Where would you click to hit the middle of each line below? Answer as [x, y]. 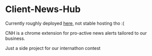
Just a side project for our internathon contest [53, 48]
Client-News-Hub [43, 9]
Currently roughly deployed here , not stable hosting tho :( [65, 23]
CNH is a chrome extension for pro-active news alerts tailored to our [76, 33]
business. [15, 38]
